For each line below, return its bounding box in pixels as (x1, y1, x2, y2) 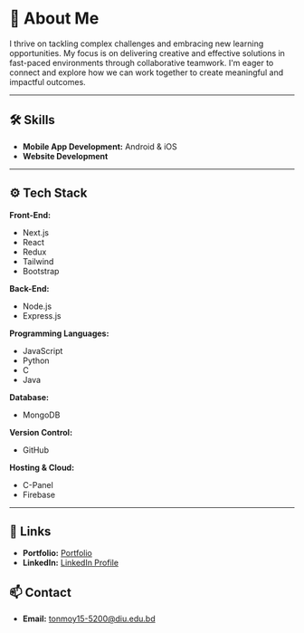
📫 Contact (9, 584, 72, 600)
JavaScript (22, 345, 63, 356)
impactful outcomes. (9, 76, 86, 87)
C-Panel (22, 479, 54, 490)
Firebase (22, 489, 56, 500)
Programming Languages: (9, 328, 109, 339)
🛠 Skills (9, 112, 56, 128)
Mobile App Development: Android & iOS (22, 140, 178, 152)
